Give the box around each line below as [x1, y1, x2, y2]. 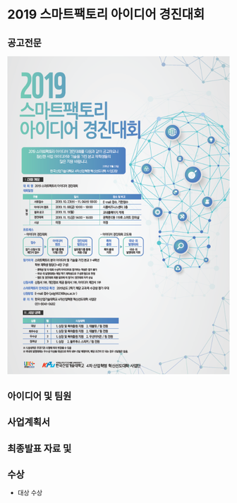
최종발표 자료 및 [7, 442, 72, 454]
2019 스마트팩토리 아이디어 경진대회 [7, 6, 205, 23]
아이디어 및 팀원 [7, 389, 72, 402]
